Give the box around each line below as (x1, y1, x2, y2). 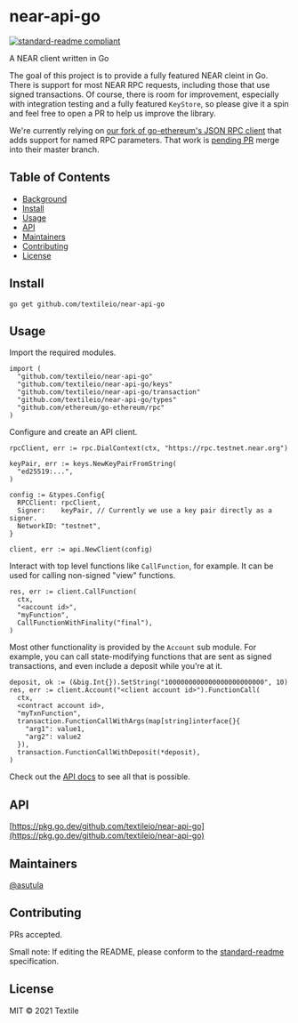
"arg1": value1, (25, 725, 86, 734)
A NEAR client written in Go (9, 52, 109, 63)
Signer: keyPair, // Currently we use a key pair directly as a (17, 506, 273, 515)
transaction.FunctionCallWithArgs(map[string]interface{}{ (17, 717, 241, 726)
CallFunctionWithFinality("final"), (17, 618, 153, 628)
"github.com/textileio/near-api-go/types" (17, 396, 177, 405)
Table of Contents (9, 170, 111, 185)
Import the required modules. (9, 347, 117, 358)
